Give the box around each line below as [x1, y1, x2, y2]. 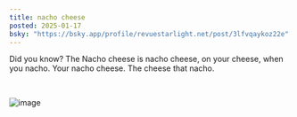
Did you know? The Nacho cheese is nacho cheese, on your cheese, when [9, 54, 284, 65]
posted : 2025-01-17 [9, 21, 82, 30]
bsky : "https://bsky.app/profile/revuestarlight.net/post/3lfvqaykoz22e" [9, 29, 290, 38]
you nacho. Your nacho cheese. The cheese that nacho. [9, 63, 215, 74]
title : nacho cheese [9, 12, 87, 22]
